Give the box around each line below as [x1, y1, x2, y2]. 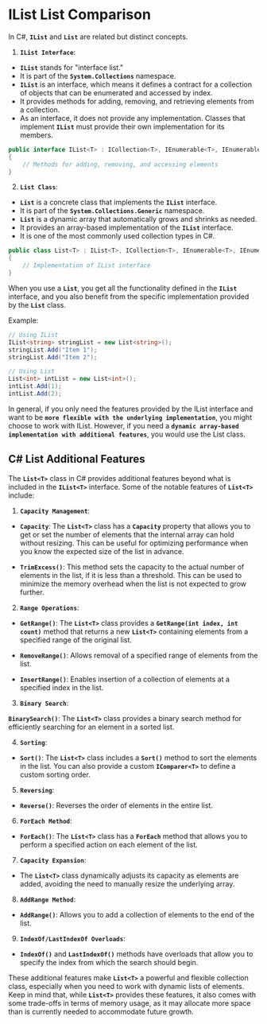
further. [19, 587, 45, 597]
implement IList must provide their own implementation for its [19, 122, 225, 131]
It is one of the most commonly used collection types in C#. [19, 231, 215, 241]
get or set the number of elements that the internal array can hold [19, 529, 234, 539]
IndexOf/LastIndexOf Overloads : [19, 933, 126, 943]
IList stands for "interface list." [19, 62, 124, 72]
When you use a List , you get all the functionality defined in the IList [8, 283, 238, 293]
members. [19, 130, 53, 140]
